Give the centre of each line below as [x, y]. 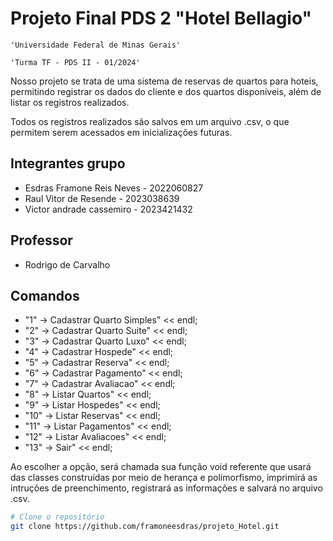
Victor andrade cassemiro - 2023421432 [108, 209]
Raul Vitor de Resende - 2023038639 [102, 198]
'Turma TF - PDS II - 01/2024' [75, 62]
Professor [41, 240]
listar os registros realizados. [70, 102]
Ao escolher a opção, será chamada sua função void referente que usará [161, 467]
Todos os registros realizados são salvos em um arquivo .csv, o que [150, 121]
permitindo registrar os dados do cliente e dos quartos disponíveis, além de [166, 91]
